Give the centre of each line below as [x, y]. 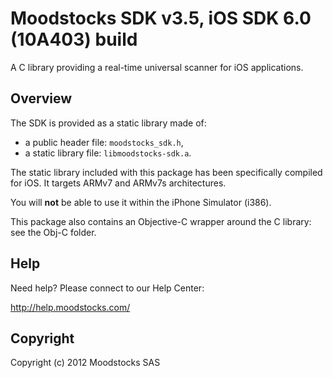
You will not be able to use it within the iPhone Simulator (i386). [141, 202]
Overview [41, 98]
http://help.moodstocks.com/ [70, 307]
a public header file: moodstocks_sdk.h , [104, 142]
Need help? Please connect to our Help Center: [107, 288]
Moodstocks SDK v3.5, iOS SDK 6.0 [161, 18]
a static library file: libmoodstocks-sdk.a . [108, 153]
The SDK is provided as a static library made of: [108, 123]
